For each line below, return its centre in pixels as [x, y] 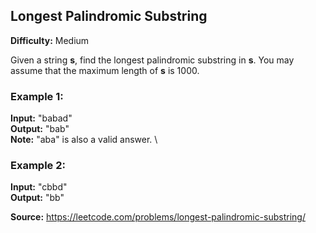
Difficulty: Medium [50, 40]
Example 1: [37, 96]
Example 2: [38, 166]
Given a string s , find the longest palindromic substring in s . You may [152, 60]
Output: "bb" [37, 198]
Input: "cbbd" [39, 187]
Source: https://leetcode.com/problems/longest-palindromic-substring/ [158, 217]
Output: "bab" [40, 129]
